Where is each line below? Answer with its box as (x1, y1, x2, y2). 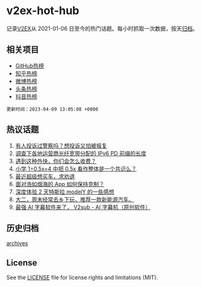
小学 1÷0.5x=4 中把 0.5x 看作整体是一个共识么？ (15, 165, 137, 172)
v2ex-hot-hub (6, 4, 80, 18)
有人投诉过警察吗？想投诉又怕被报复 (15, 142, 108, 149)
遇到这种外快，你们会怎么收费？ (15, 157, 97, 165)
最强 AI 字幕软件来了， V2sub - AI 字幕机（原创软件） (15, 203, 151, 211)
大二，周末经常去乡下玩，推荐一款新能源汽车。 (15, 195, 134, 203)
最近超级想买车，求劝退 (15, 173, 75, 180)
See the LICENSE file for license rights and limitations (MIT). (6, 274, 159, 281)
